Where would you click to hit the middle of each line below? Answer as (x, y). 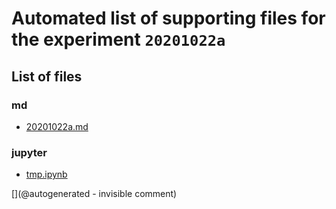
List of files (47, 76)
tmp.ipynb (46, 174)
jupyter (29, 152)
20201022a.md (57, 126)
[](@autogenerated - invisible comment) (94, 194)
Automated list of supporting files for (168, 18)
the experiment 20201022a (118, 39)
